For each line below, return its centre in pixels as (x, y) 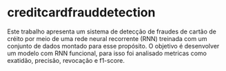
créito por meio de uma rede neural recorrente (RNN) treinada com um (107, 38)
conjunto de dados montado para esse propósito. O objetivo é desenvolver (113, 46)
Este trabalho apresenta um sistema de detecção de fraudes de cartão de (112, 31)
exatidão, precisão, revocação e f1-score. (66, 60)
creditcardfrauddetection (81, 13)
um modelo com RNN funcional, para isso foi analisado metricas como (107, 53)
